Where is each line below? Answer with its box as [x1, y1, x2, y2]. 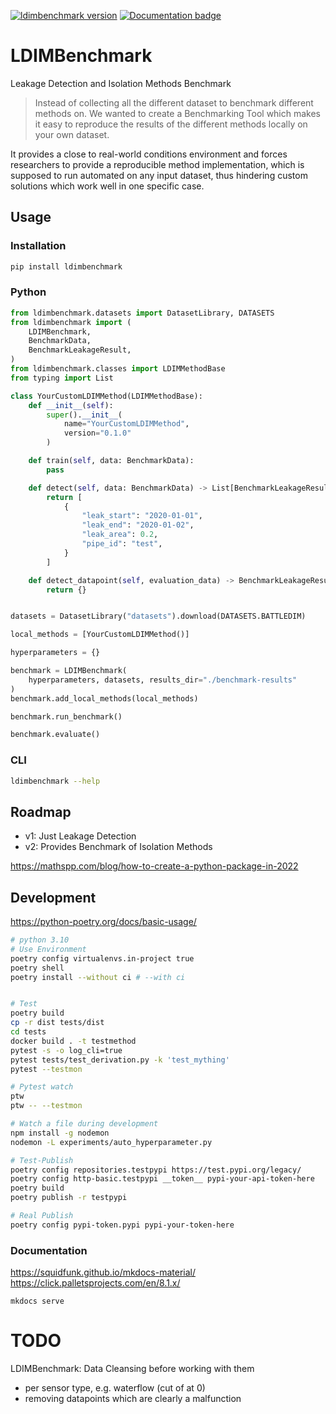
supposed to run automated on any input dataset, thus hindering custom [10, 169, 308, 181]
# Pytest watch [10, 1082, 74, 1092]
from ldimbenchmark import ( [10, 317, 132, 327]
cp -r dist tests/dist [10, 1018, 105, 1028]
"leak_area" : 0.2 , [81, 530, 159, 540]
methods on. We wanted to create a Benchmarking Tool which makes [34, 107, 322, 119]
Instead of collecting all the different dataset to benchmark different [34, 96, 314, 109]
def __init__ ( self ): [28, 400, 114, 410]
